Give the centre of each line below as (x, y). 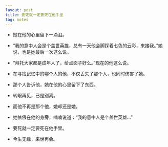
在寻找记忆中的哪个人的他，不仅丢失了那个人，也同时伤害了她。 (80, 74)
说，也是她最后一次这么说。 (42, 52)
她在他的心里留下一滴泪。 (40, 35)
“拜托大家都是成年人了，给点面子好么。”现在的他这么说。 (72, 63)
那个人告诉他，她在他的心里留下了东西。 (55, 85)
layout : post (19, 10)
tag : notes (17, 19)
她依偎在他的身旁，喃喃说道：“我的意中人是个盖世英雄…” (73, 117)
